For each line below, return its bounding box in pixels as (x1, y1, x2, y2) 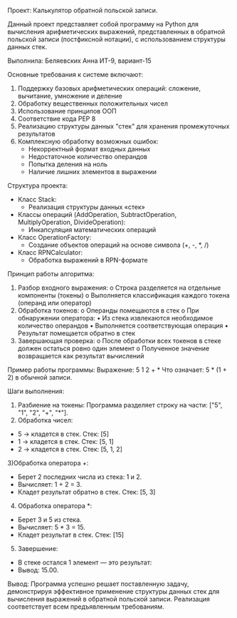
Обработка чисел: (17, 416, 73, 424)
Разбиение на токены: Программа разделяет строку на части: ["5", (17, 401, 223, 409)
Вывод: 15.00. (17, 566, 59, 574)
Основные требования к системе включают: (7, 71, 144, 78)
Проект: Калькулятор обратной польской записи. (7, 6, 158, 14)
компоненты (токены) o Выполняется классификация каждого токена (17, 291, 230, 299)
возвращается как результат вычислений (17, 352, 144, 360)
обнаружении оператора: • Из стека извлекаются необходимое (17, 314, 214, 322)
